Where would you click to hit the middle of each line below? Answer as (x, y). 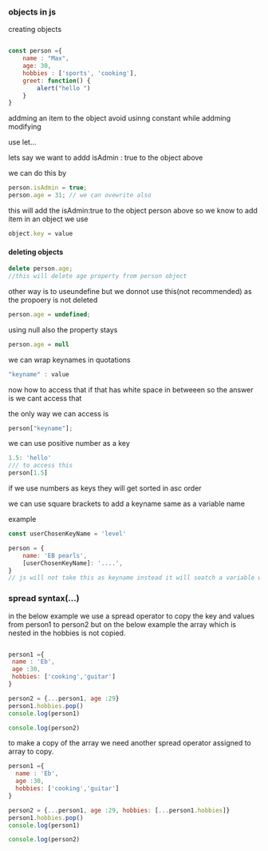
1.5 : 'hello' (30, 458)
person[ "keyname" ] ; (41, 428)
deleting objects (36, 252)
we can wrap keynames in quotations (69, 360)
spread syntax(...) (44, 598)
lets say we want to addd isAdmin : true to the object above (106, 157)
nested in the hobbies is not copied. (67, 633)
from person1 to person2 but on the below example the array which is (122, 624)
